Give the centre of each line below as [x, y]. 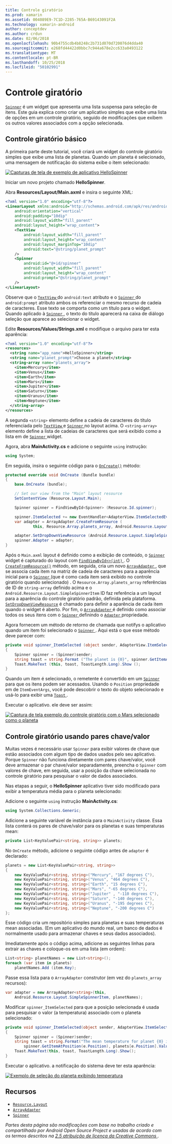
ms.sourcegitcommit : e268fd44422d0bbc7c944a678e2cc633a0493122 [74, 48]
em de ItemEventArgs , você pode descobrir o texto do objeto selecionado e [84, 690]
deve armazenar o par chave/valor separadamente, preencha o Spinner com [86, 765]
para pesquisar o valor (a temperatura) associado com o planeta [73, 1012]
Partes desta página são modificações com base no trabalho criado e [80, 1125]
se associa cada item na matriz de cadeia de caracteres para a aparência [82, 571]
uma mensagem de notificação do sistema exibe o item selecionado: [78, 162]
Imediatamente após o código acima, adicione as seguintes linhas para [80, 944]
